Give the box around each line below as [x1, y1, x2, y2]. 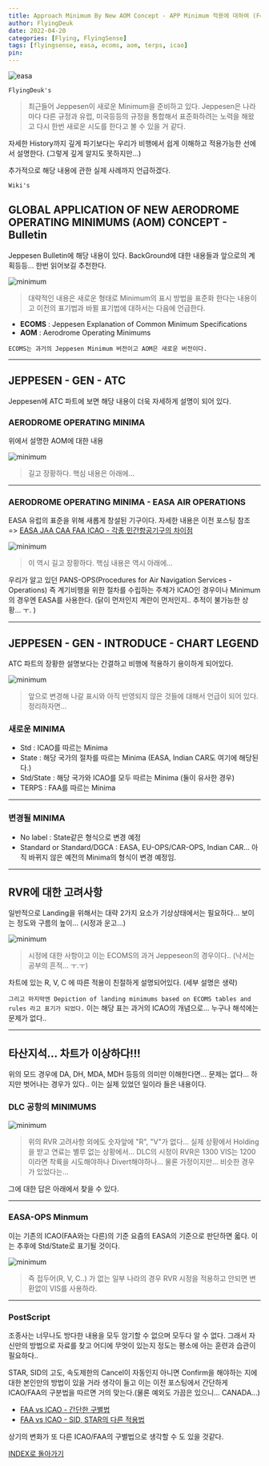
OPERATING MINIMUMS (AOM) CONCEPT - [8, 215, 228, 229]
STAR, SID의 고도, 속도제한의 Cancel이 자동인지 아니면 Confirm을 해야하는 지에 [8, 1367, 258, 1378]
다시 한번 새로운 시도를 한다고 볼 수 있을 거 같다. [36, 122, 186, 131]
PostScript [8, 1311, 50, 1323]
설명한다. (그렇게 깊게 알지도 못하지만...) [16, 149, 142, 158]
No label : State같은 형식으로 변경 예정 [19, 832, 142, 842]
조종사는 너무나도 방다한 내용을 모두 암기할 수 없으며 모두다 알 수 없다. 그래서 [8, 1331, 247, 1340]
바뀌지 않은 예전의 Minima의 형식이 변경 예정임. [28, 852, 177, 862]
